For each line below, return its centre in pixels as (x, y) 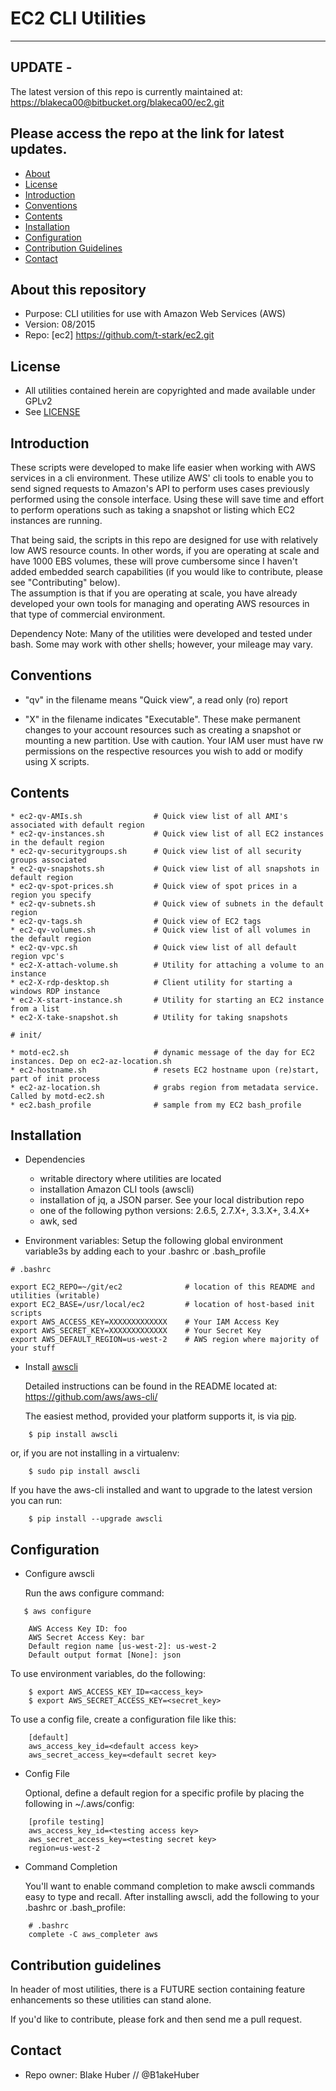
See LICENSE (52, 412)
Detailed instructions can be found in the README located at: (151, 1386)
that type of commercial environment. (88, 614)
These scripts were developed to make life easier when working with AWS (163, 467)
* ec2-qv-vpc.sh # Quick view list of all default (154, 947)
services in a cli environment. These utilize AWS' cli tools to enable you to (162, 478)
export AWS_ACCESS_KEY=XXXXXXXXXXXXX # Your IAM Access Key (145, 1322)
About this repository (78, 289)
